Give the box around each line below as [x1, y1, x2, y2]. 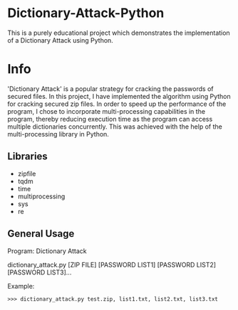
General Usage [7, 228, 75, 240]
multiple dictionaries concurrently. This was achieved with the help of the [7, 122, 222, 131]
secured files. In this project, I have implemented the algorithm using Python [7, 92, 232, 100]
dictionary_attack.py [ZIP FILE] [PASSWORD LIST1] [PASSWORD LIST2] [7, 260, 216, 269]
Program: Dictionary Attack [7, 247, 87, 255]
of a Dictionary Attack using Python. [7, 36, 114, 44]
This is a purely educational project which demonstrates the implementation [7, 28, 230, 37]
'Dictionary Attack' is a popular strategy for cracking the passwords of [7, 84, 214, 93]
